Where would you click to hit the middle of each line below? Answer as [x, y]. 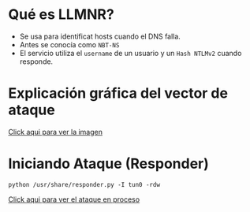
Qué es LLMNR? [61, 15]
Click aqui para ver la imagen [55, 132]
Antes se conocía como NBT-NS [69, 44]
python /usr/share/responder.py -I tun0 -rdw [84, 184]
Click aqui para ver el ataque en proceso [74, 199]
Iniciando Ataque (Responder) [108, 164]
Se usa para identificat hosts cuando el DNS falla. [100, 36]
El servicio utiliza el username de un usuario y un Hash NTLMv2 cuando [131, 53]
